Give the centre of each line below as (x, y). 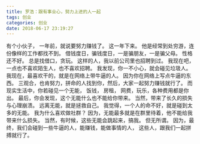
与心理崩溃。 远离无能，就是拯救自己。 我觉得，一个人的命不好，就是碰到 (97, 105)
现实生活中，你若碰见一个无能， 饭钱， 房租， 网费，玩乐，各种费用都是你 (98, 90)
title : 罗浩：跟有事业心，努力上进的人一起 (54, 12)
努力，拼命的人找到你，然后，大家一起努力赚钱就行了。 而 (121, 83)
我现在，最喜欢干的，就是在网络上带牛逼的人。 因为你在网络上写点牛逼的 (96, 76)
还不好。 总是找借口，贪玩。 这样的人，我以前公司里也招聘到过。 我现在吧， (100, 61)
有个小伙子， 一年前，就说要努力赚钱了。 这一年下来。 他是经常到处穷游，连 (100, 46)
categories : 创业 (27, 23)
